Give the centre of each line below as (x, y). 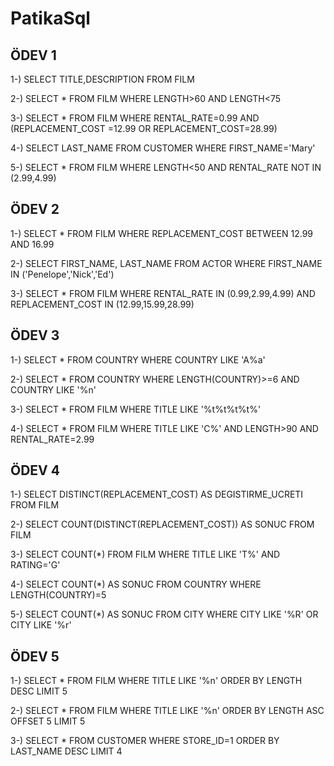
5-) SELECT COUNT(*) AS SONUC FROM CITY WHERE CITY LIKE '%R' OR (164, 614)
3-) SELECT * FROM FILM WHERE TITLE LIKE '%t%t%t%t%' (136, 409)
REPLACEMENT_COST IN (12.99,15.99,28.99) (102, 304)
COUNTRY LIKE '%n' (53, 389)
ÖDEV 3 (35, 335)
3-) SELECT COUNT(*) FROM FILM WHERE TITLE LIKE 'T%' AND (145, 554)
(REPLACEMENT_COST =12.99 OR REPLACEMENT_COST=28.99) (144, 128)
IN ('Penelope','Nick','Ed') (62, 274)
